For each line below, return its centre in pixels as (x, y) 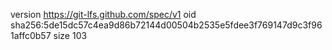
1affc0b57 (31, 35)
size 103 (70, 35)
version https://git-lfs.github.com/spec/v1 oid (103, 14)
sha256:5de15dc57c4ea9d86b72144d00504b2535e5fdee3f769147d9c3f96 (166, 25)
